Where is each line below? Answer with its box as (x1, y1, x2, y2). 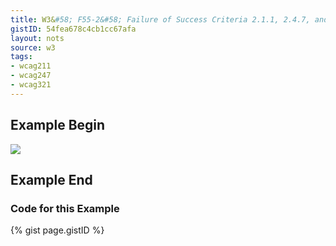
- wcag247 (10, 71, 52, 81)
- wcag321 (10, 80, 52, 90)
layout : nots (10, 33, 65, 43)
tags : (10, 52, 33, 62)
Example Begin (10, 117, 106, 134)
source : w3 (10, 42, 56, 53)
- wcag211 (10, 61, 52, 71)
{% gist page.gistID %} (10, 224, 105, 236)
